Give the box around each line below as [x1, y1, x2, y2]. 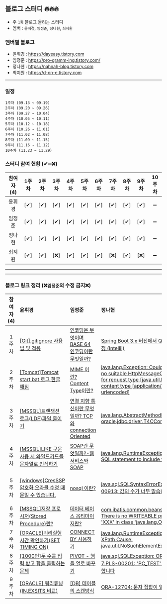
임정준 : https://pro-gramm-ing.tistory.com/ [12, 57, 100, 63]
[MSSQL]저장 [19, 505, 51, 512]
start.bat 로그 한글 [19, 376, 61, 383]
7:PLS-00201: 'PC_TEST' [101, 560, 162, 567]
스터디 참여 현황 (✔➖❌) [5, 161, 58, 168]
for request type [101, 376, 139, 383]
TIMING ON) [19, 544, 49, 550]
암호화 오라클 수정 [19, 484, 60, 491]
